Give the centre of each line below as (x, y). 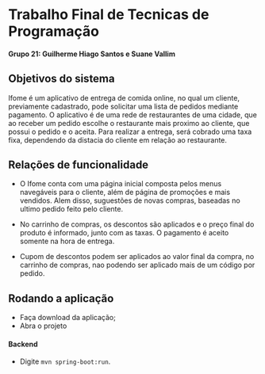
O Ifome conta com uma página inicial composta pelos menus (121, 184)
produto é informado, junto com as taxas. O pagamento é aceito (124, 233)
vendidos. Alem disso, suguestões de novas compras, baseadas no (130, 200)
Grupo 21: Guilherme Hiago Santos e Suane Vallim (92, 54)
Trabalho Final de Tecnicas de (109, 15)
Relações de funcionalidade (79, 164)
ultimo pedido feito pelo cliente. (71, 209)
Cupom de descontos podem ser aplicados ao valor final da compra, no (137, 257)
